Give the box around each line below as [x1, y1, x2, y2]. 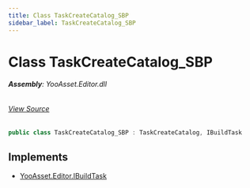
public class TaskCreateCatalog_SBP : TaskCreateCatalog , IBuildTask [8, 128, 243, 137]
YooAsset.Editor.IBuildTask [19, 171, 107, 181]
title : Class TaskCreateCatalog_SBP [8, 11, 129, 20]
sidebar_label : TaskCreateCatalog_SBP [8, 19, 136, 27]
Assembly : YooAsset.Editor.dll [8, 80, 108, 89]
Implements [8, 150, 69, 164]
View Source [8, 103, 50, 113]
